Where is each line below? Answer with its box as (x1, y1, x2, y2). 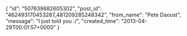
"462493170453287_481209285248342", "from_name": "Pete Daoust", (5, 11, 182, 18)
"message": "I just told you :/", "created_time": (5, 18, 120, 24)
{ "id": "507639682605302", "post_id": (5, 5, 102, 12)
